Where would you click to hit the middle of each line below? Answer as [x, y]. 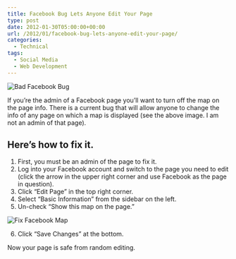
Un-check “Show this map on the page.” [76, 207]
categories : [25, 40]
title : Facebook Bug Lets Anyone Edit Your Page [80, 14]
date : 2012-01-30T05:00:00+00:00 [56, 27]
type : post [23, 20]
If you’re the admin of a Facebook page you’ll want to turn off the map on [113, 100]
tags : [15, 54]
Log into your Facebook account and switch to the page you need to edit [123, 169]
